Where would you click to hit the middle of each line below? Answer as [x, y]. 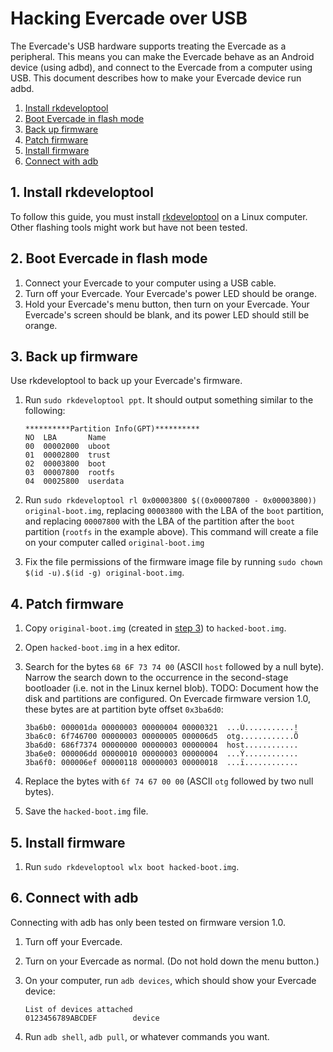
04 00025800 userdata [74, 482]
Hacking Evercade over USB [129, 18]
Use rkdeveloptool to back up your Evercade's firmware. [126, 381]
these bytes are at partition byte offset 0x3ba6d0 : [124, 709]
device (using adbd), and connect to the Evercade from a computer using [161, 67]
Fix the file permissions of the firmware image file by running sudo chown [173, 562]
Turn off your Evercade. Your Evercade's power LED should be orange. [171, 293]
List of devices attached [78, 1009]
